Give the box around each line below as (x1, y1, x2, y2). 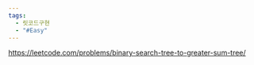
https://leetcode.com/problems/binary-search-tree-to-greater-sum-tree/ (8, 48, 246, 58)
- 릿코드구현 (15, 19, 50, 27)
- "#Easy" (15, 26, 48, 34)
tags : (8, 11, 26, 20)
